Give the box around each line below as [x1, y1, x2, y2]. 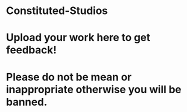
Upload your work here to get [6, 31, 151, 45]
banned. [6, 95, 48, 108]
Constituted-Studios [6, 4, 108, 18]
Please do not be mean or [6, 70, 132, 83]
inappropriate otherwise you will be [6, 83, 182, 96]
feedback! [6, 43, 57, 57]
